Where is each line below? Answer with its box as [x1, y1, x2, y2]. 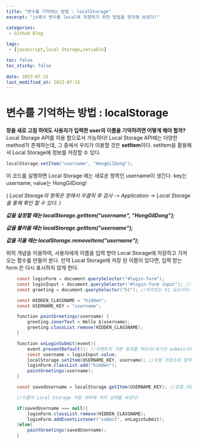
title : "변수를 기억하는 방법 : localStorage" [6, 8, 111, 15]
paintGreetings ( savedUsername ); [27, 428, 107, 433]
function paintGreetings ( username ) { [16, 313, 110, 320]
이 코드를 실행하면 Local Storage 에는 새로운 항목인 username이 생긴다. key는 [6, 172, 187, 180]
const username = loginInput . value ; [27, 352, 117, 357]
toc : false [6, 57, 33, 63]
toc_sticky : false [6, 62, 51, 68]
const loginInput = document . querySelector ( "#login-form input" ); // [16, 281, 192, 287]
